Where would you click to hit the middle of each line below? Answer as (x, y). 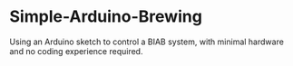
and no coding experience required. (76, 51)
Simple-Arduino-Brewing (106, 17)
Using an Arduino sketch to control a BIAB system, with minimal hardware (146, 42)
